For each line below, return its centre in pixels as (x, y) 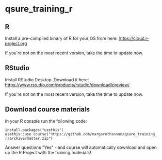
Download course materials (48, 109)
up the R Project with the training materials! (48, 152)
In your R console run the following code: (46, 121)
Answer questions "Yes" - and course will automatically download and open (81, 147)
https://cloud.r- (134, 38)
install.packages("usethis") (34, 130)
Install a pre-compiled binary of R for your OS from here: (61, 38)
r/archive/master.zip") (29, 138)
